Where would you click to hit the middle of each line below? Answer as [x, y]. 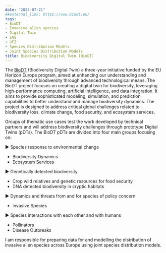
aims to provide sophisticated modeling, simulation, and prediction [73, 96]
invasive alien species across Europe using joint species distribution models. [83, 245]
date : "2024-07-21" [25, 10]
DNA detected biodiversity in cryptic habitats [58, 187]
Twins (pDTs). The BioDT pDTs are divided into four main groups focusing [80, 132]
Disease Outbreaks [32, 230]
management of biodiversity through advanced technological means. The [80, 80]
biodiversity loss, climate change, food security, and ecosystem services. [80, 112]
